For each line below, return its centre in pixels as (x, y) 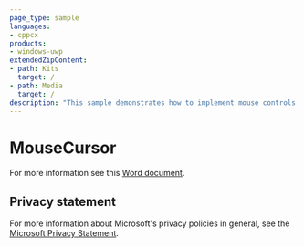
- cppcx (24, 35)
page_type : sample (44, 18)
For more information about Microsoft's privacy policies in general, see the (150, 223)
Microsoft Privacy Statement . (64, 233)
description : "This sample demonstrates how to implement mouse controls (153, 103)
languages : (30, 26)
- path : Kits (34, 69)
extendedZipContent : (49, 60)
